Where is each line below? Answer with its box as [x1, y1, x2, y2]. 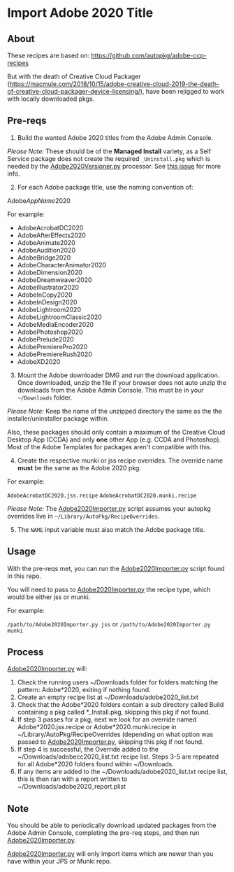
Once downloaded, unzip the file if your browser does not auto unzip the [17, 378, 227, 386]
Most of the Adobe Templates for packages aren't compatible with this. [7, 442, 212, 451]
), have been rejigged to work [140, 87, 225, 95]
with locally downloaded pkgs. [7, 94, 95, 103]
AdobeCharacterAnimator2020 [17, 260, 107, 269]
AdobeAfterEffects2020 [17, 231, 86, 239]
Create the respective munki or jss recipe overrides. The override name [17, 456, 224, 465]
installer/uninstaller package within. [7, 414, 110, 423]
